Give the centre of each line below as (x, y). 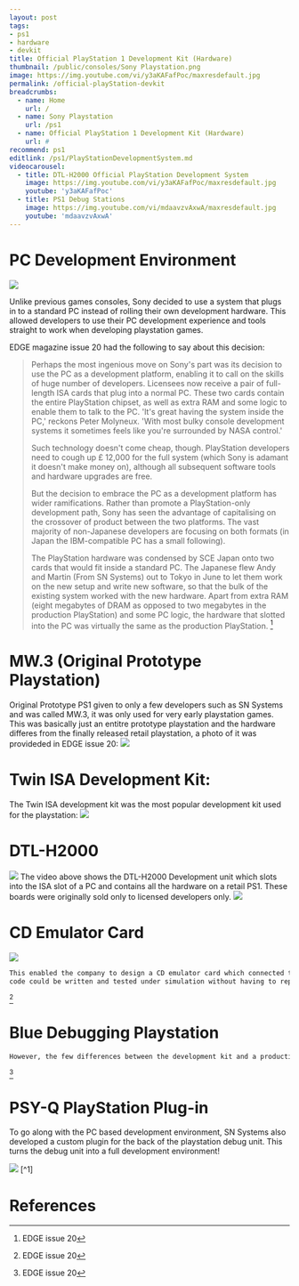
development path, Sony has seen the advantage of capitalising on (154, 512)
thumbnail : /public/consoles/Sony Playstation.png (105, 68)
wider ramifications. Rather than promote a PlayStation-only (141, 503)
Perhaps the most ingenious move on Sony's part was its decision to (157, 364)
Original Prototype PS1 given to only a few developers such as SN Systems (146, 705)
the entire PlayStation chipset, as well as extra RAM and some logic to (159, 402)
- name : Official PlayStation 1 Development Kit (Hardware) (131, 133)
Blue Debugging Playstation (114, 1032)
